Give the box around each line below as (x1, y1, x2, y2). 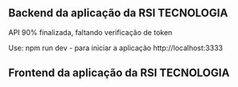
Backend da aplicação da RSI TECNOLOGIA (8, 6, 228, 20)
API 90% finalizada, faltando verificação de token (8, 27, 173, 37)
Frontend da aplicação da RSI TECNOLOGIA (8, 66, 230, 80)
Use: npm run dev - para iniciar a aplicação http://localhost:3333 (8, 43, 224, 53)
